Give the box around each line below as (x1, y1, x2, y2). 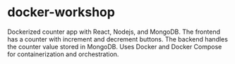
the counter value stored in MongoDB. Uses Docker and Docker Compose (7, 42, 222, 51)
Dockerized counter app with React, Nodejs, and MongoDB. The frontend (7, 27, 221, 36)
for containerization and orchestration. (7, 50, 119, 58)
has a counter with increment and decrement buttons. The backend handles (7, 34, 228, 43)
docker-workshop (7, 4, 115, 20)
